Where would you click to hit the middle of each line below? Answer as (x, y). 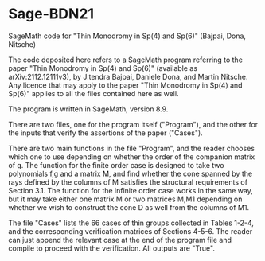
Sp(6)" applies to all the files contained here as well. (94, 93)
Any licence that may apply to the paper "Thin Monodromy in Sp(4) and (125, 85)
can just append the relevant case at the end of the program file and (120, 240)
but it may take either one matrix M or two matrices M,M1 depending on (125, 199)
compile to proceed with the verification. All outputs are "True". (111, 248)
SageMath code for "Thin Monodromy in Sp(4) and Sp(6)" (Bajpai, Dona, (127, 36)
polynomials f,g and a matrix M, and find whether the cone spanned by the (131, 173)
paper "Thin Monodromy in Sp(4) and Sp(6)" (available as (103, 68)
